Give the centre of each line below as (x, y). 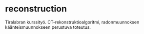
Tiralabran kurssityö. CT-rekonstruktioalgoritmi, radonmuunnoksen (72, 22)
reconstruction (36, 9)
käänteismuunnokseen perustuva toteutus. (48, 27)
